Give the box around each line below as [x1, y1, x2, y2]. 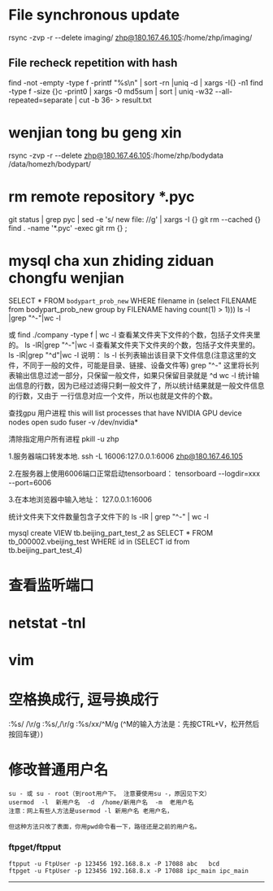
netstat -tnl [8, 614, 86, 632]
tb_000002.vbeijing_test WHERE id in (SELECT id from [8, 537, 190, 546]
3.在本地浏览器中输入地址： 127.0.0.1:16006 [8, 494, 153, 504]
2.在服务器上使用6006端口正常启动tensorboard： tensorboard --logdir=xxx [8, 468, 261, 478]
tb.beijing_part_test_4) [8, 545, 83, 554]
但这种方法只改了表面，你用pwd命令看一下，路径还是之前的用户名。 [8, 823, 201, 831]
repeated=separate [8, 95, 73, 105]
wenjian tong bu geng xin [8, 124, 183, 141]
